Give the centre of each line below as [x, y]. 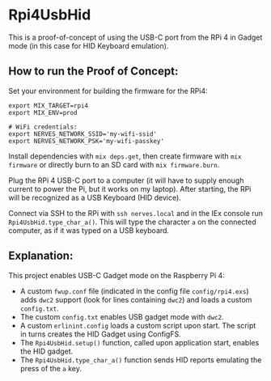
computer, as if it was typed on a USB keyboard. [89, 230]
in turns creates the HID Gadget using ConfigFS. [100, 334]
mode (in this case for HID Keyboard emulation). [89, 45]
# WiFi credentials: [43, 127]
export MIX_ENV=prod [43, 112]
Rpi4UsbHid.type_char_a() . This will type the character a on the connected [132, 222]
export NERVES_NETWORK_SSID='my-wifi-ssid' [83, 134]
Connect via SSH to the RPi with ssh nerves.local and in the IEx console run [136, 213]
